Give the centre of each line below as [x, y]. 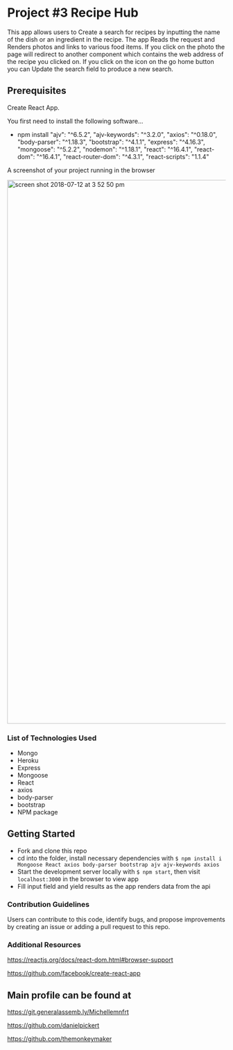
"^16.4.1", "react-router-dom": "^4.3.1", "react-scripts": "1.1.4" [123, 156]
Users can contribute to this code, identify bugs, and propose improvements [116, 919]
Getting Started [41, 834]
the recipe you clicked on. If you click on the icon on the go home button [111, 61]
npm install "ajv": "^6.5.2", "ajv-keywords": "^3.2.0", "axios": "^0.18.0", [117, 134]
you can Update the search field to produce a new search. [90, 69]
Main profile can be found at [69, 995]
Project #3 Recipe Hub [73, 13]
